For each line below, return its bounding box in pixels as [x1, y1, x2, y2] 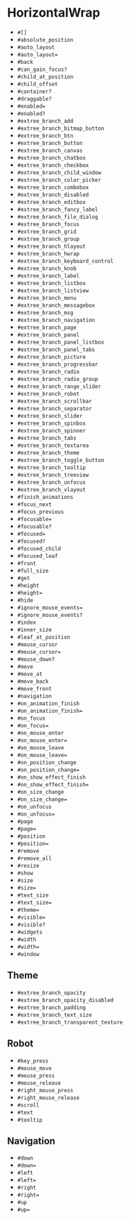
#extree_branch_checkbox [17, 162, 89, 169]
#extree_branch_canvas [17, 147, 83, 154]
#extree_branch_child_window [17, 169, 102, 176]
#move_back [17, 678, 49, 685]
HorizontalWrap [7, 5, 100, 21]
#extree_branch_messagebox [17, 302, 95, 309]
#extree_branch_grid [17, 228, 77, 235]
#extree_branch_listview [17, 287, 89, 294]
